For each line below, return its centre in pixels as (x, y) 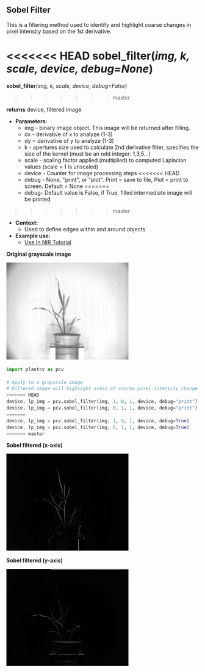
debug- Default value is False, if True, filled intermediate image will (108, 192)
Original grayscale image (39, 254)
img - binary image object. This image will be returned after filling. (107, 128)
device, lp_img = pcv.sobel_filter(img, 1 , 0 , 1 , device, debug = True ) (98, 421)
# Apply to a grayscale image (45, 382)
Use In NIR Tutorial (48, 242)
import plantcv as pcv (35, 369)
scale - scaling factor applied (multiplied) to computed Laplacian (106, 160)
